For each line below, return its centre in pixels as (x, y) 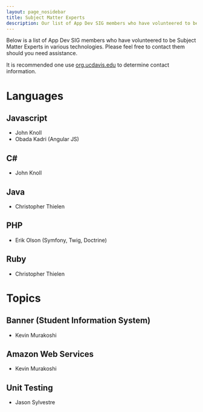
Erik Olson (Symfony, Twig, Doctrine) (61, 240)
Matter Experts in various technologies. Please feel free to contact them (96, 47)
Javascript (27, 118)
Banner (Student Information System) (79, 321)
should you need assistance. (42, 53)
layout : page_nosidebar (36, 12)
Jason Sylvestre (35, 402)
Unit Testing (30, 387)
